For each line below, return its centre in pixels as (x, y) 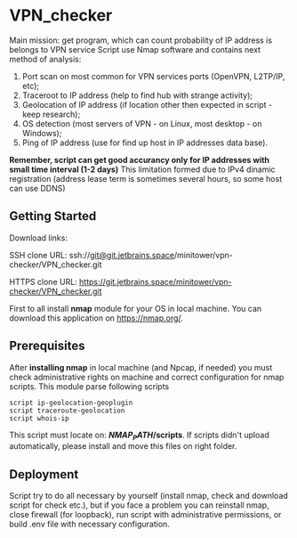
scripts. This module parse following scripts (89, 386)
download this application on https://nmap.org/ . (96, 318)
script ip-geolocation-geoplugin (71, 403)
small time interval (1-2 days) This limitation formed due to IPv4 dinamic (142, 169)
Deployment (44, 474)
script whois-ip (39, 418)
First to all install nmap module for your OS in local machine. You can (136, 308)
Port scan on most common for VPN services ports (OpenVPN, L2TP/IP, (153, 76)
